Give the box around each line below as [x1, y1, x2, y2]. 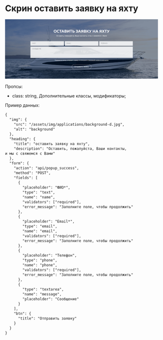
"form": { [9, 161, 29, 166]
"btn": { [14, 311, 32, 316]
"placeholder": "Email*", [22, 219, 75, 224]
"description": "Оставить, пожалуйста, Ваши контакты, [14, 146, 127, 151]
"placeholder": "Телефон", [22, 253, 77, 258]
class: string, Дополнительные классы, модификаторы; [12, 93, 126, 99]
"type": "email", [22, 224, 57, 229]
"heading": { [9, 137, 36, 142]
